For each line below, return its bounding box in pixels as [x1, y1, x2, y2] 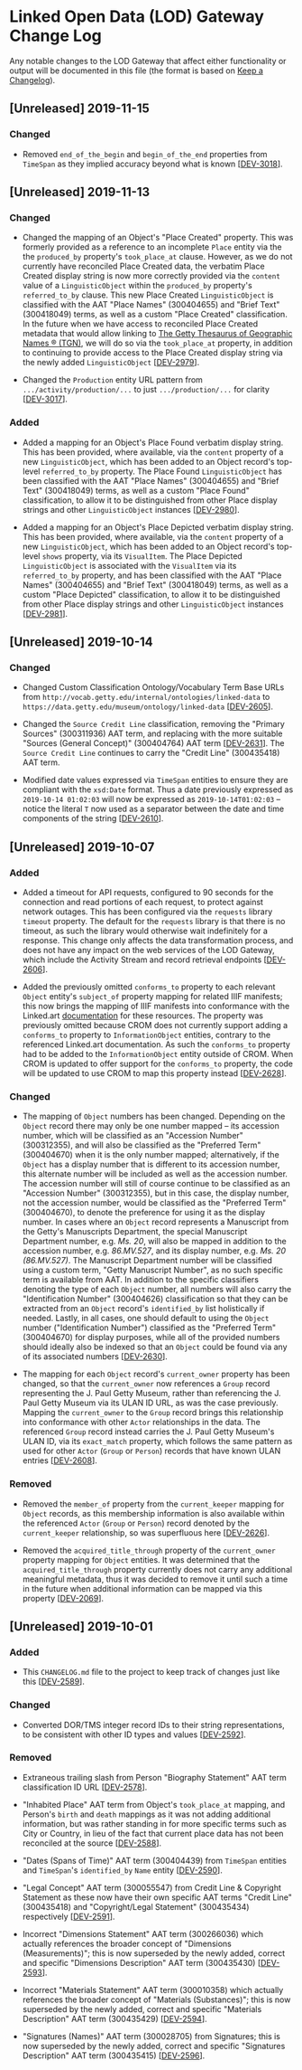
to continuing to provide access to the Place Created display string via [22, 347, 284, 358]
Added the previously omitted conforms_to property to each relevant [22, 981, 276, 992]
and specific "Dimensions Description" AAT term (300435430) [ [22, 1957, 261, 1968]
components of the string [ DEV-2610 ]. [22, 813, 164, 824]
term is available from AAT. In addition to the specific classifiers [22, 1274, 260, 1285]
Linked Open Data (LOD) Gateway [9, 6, 264, 27]
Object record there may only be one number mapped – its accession [22, 1120, 279, 1131]
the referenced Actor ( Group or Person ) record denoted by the [22, 1517, 250, 1528]
